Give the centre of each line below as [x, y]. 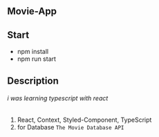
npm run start [37, 59]
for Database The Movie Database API [71, 127]
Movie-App [32, 11]
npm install [33, 52]
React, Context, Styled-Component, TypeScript [84, 120]
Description [33, 81]
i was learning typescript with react [58, 98]
